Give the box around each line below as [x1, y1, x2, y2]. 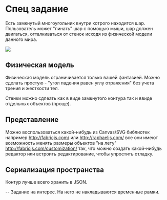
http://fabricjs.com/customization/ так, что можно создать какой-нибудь [5, 145, 162, 151]
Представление [5, 116, 59, 124]
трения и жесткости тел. [5, 85, 59, 91]
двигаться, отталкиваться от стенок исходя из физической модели [5, 31, 153, 37]
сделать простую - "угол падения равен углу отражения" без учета [5, 80, 155, 86]
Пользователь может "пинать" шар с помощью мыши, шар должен [5, 25, 153, 31]
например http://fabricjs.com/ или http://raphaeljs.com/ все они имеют [5, 134, 158, 141]
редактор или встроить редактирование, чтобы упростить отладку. [5, 150, 154, 157]
